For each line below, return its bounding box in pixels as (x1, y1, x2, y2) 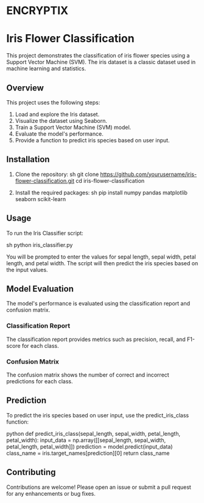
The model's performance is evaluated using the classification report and (6, 300, 191, 307)
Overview (6, 83, 44, 93)
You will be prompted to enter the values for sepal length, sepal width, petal (6, 253, 196, 260)
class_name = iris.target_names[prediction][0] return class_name (6, 449, 170, 457)
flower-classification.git (15, 177, 75, 184)
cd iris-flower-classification (76, 177, 145, 184)
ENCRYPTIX (6, 4, 69, 18)
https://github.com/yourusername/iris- (100, 171, 197, 178)
